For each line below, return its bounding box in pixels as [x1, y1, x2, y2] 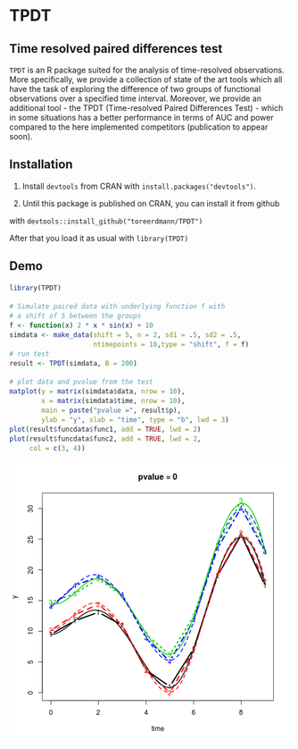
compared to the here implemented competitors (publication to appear [9, 122, 269, 132]
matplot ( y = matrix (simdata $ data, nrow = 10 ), [9, 387, 186, 396]
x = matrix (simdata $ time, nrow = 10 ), [41, 397, 186, 406]
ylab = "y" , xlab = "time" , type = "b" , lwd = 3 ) [41, 415, 229, 425]
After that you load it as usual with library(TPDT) [9, 232, 189, 243]
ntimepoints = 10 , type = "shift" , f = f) [93, 340, 250, 349]
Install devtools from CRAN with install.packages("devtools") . [21, 181, 257, 191]
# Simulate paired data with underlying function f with [9, 302, 226, 311]
